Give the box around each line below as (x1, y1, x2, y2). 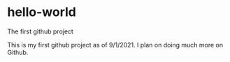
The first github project (7, 27, 73, 36)
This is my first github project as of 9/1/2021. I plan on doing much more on (7, 40, 224, 49)
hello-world (7, 4, 77, 20)
